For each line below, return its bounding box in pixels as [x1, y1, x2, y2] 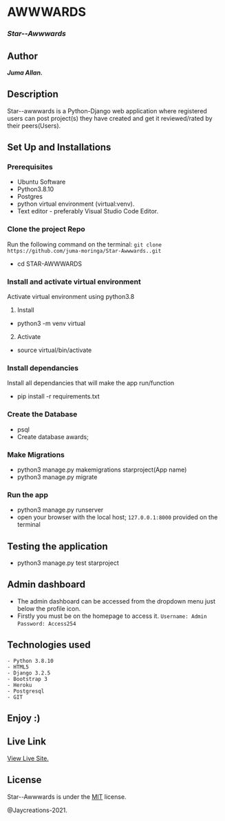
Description [7, 88, 58, 100]
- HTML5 [7, 664, 30, 670]
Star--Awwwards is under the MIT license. [7, 792, 127, 801]
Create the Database [7, 409, 78, 419]
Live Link [7, 736, 47, 748]
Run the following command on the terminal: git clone [7, 240, 162, 249]
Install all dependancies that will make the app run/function [7, 379, 175, 387]
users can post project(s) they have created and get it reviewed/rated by [7, 114, 213, 122]
